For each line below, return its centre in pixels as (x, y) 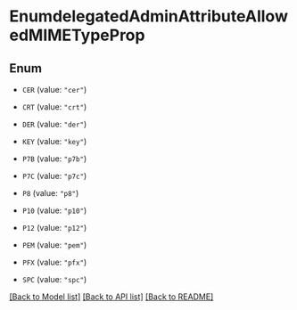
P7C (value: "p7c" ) (54, 176)
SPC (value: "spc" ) (54, 279)
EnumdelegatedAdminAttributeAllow (148, 16)
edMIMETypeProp (77, 35)
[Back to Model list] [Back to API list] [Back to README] (111, 297)
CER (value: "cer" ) (54, 90)
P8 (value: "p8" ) (50, 193)
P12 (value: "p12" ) (54, 228)
